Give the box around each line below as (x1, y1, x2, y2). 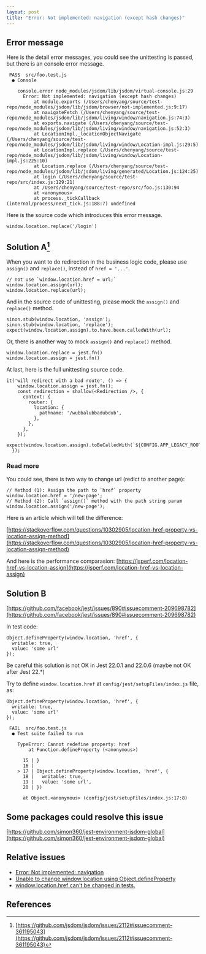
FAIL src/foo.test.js (9, 725, 67, 731)
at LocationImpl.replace (33, 147, 97, 153)
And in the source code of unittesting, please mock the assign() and (6, 298, 180, 305)
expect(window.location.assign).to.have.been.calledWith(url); (6, 327, 172, 334)
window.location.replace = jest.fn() (6, 350, 103, 356)
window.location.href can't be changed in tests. (15, 881, 135, 889)
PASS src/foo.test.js (9, 72, 67, 78)
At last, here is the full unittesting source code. (6, 366, 124, 373)
